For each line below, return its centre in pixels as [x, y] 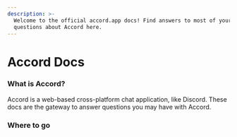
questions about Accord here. [58, 27]
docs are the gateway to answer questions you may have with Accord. [109, 107]
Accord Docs [46, 62]
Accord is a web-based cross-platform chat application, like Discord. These [117, 99]
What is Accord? [36, 84]
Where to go [29, 125]
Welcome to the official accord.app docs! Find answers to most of [115, 20]
